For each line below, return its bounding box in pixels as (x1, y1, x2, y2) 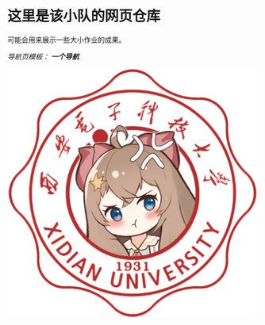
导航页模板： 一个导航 (7, 52, 79, 61)
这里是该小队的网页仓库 (7, 7, 161, 25)
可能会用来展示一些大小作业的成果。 (7, 35, 126, 44)
